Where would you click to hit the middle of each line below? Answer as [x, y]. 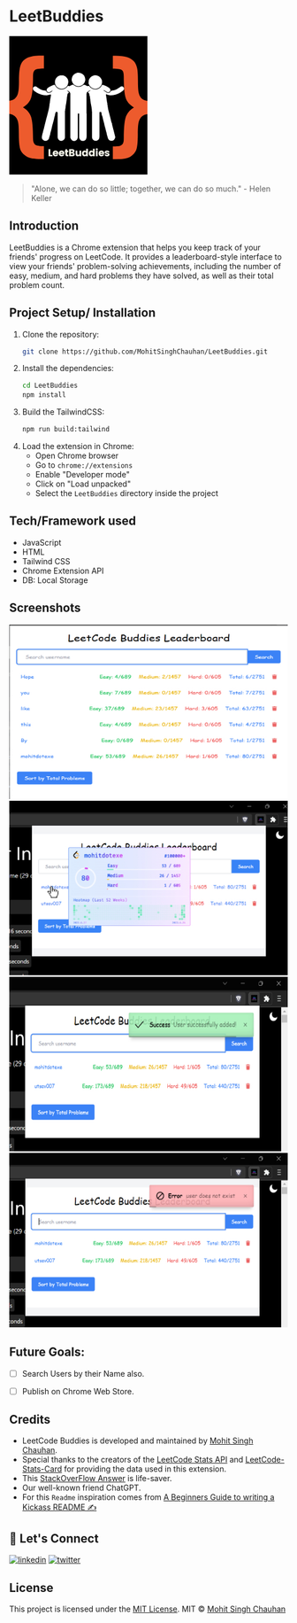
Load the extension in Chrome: [78, 447]
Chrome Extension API [63, 571]
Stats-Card [42, 1469]
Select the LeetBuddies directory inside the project [126, 493]
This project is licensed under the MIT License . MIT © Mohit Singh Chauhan [148, 1609]
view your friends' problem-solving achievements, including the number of [145, 266]
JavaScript [42, 542]
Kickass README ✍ [59, 1507]
